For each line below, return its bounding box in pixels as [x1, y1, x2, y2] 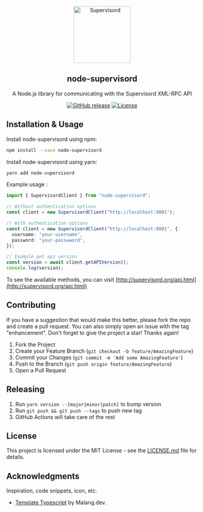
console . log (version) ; [6, 265, 64, 271]
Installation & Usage [6, 119, 84, 130]
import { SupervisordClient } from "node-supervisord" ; [6, 193, 151, 199]
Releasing [6, 384, 45, 395]
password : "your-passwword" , [12, 237, 86, 243]
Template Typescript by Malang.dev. [15, 499, 107, 507]
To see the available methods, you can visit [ [6, 276, 118, 283]
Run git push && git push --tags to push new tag [15, 407, 142, 414]
